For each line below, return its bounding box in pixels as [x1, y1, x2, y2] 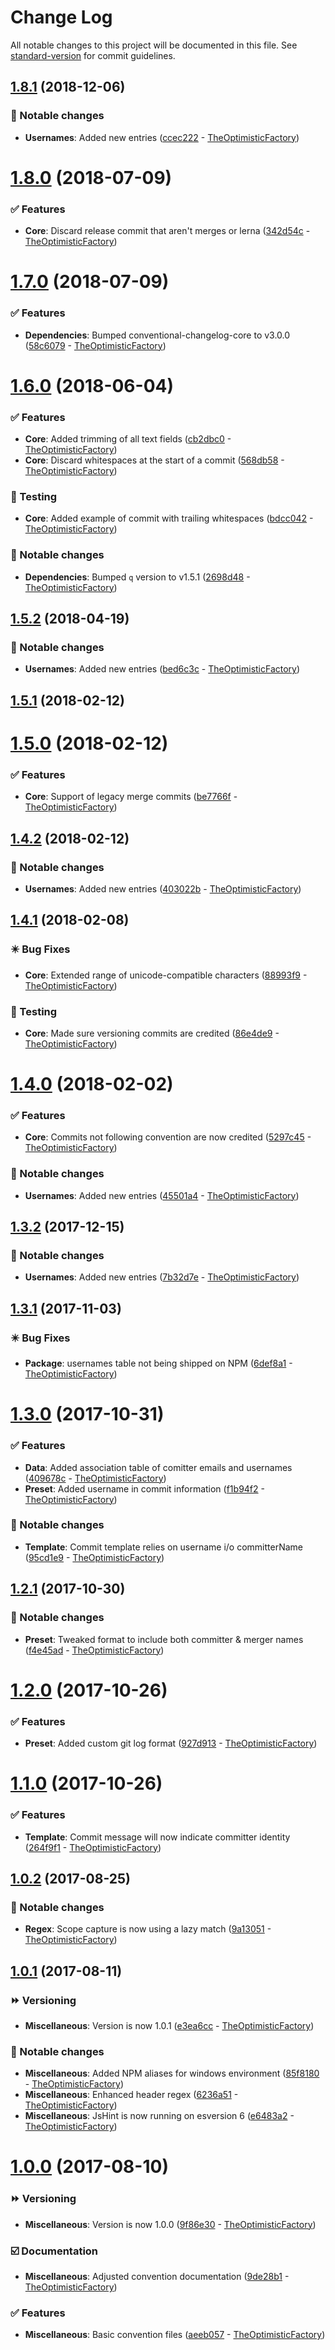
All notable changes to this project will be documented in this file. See [10, 39, 298, 51]
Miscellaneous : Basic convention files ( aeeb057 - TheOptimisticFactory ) [24, 2329, 326, 2341]
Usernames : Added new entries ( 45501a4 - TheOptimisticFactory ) [24, 1189, 300, 1201]
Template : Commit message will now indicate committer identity [24, 1831, 291, 1843]
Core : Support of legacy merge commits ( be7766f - [24, 791, 238, 803]
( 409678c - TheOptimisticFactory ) [24, 1472, 167, 1484]
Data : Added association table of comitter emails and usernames [24, 1461, 293, 1473]
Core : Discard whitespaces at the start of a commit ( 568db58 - [24, 454, 285, 466]
